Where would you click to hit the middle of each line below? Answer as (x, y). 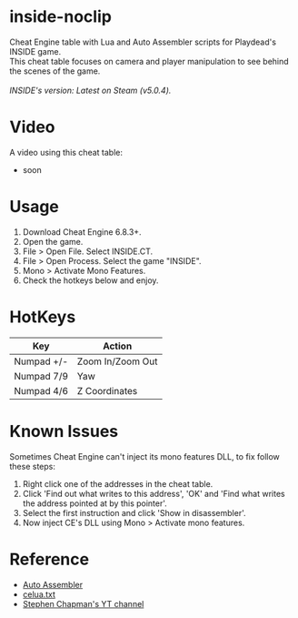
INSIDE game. (35, 51)
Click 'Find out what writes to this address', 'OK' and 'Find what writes (154, 493)
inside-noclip (60, 17)
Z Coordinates (107, 390)
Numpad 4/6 (41, 390)
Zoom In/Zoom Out (117, 361)
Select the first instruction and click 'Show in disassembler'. (134, 512)
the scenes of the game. (55, 71)
